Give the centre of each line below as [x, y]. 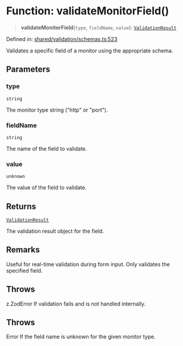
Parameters [28, 69]
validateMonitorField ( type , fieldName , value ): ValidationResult [99, 27]
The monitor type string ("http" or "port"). [57, 110]
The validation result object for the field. [55, 231]
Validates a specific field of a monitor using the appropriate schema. [90, 50]
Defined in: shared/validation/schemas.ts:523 [62, 39]
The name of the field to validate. [47, 149]
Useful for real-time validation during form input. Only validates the [88, 264]
